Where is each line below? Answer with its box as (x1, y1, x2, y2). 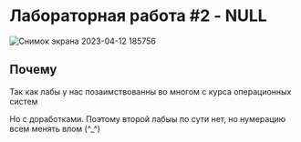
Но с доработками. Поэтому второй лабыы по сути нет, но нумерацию (9, 113, 286, 124)
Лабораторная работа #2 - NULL (9, 5, 267, 26)
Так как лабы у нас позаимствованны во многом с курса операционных (9, 86, 292, 96)
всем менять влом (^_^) (9, 123, 101, 134)
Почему (9, 62, 57, 77)
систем (9, 96, 38, 106)
